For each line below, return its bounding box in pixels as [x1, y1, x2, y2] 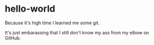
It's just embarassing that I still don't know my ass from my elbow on [5, 29, 149, 35]
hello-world [5, 3, 56, 15]
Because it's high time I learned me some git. [5, 20, 100, 26]
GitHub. [5, 35, 21, 41]
